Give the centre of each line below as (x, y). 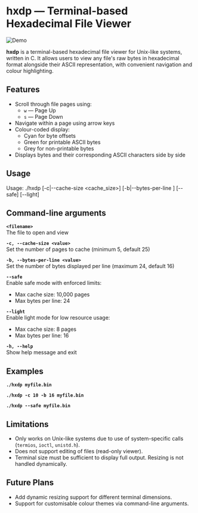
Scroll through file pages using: (53, 104)
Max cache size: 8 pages (46, 329)
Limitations (27, 424)
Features (23, 90)
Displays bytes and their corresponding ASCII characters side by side (100, 155)
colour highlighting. (30, 70)
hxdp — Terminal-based (67, 11)
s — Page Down (44, 116)
